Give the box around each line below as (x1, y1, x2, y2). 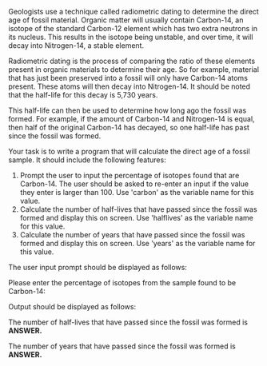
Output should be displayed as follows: (8, 302, 137, 311)
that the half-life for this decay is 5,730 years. (8, 90, 158, 99)
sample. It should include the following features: (8, 155, 166, 165)
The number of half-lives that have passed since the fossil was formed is (8, 317, 248, 327)
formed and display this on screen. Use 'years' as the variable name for (19, 239, 256, 248)
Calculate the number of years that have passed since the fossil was (19, 230, 245, 239)
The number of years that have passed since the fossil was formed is (8, 341, 236, 351)
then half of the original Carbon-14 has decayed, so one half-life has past (8, 123, 250, 132)
